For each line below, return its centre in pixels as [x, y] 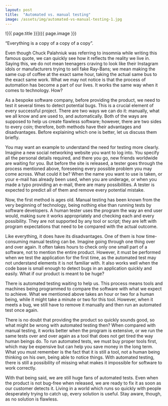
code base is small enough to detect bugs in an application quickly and [78, 268]
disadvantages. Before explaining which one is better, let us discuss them [81, 132]
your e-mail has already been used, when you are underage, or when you [81, 180]
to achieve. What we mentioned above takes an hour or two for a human [80, 294]
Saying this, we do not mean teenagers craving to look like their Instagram [82, 64]
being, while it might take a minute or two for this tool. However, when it [79, 299]
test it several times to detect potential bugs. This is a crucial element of [79, 106]
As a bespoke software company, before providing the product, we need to [83, 100]
